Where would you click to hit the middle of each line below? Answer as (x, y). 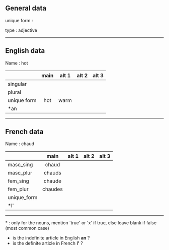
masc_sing (20, 165)
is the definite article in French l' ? (48, 243)
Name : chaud (20, 144)
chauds (52, 173)
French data (24, 132)
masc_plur (20, 173)
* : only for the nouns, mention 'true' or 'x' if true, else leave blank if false (81, 223)
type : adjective (21, 30)
